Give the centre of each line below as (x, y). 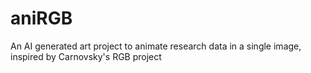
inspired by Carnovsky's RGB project (86, 56)
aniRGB (41, 18)
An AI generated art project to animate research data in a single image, (156, 46)
